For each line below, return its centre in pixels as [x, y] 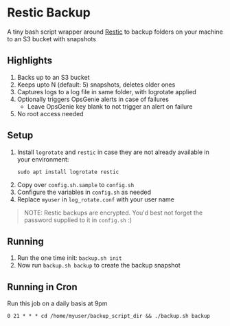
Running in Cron [42, 287]
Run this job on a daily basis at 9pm [57, 303]
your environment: [43, 159]
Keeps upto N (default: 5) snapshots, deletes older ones [96, 85]
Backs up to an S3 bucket [53, 77]
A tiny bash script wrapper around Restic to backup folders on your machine [115, 32]
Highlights [30, 61]
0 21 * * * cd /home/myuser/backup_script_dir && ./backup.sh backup [109, 316]
